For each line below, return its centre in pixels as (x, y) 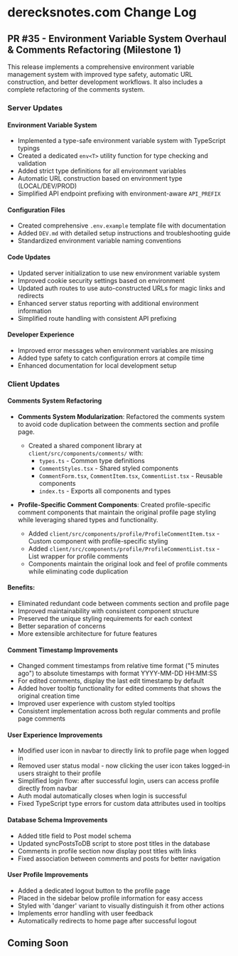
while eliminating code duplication (78, 571)
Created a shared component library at (85, 445)
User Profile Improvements (48, 875)
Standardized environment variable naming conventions (99, 241)
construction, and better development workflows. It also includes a (105, 82)
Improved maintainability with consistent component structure (108, 611)
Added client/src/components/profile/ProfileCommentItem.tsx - (124, 533)
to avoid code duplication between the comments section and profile (118, 424)
